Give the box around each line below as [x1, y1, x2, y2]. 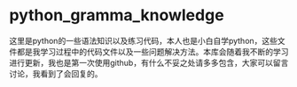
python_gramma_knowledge [9, 5, 224, 25]
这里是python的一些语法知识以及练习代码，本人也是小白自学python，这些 [9, 35, 277, 46]
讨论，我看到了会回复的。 [9, 68, 103, 79]
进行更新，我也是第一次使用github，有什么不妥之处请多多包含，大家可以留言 [9, 57, 289, 68]
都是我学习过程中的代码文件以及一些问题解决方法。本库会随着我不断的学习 [16, 46, 289, 57]
